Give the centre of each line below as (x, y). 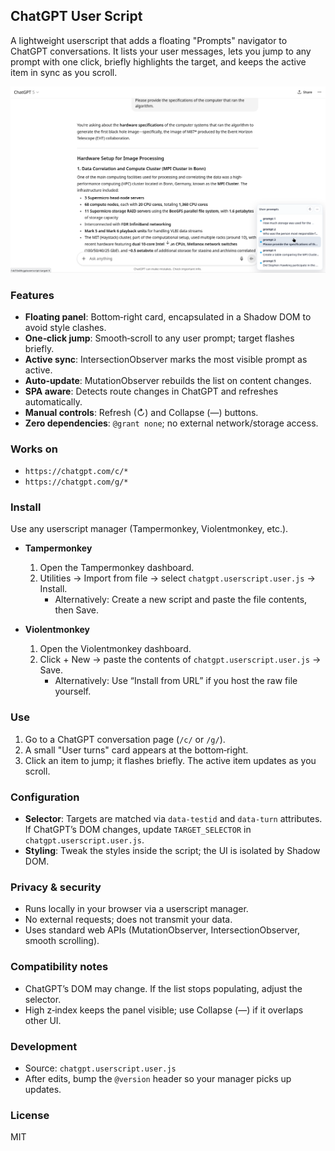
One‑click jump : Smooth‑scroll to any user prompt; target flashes (159, 338)
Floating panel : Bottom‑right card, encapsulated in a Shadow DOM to (168, 316)
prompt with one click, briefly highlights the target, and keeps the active (158, 61)
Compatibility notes (59, 967)
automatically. (53, 401)
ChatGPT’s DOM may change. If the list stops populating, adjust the (163, 988)
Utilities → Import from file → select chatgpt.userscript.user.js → (177, 578)
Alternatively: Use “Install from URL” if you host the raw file (176, 681)
